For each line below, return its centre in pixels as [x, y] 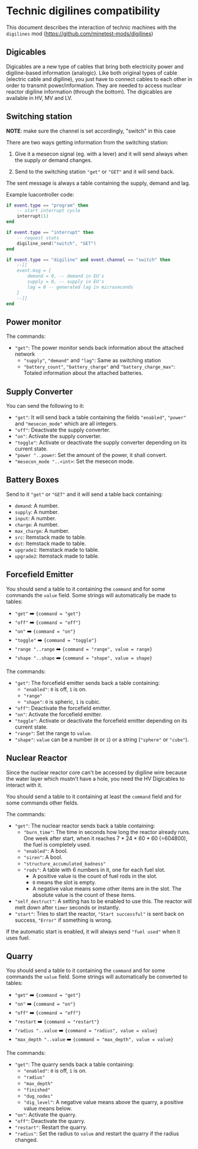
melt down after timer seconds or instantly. [67, 907]
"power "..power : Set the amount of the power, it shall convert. [91, 455]
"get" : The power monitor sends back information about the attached [99, 348]
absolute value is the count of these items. [84, 894]
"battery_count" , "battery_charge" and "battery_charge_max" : [99, 367]
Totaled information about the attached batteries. [83, 373]
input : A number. [35, 518]
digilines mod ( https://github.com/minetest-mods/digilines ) [80, 33]
